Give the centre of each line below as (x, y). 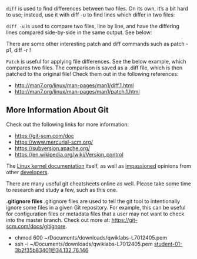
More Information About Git (57, 110)
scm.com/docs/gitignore (36, 226)
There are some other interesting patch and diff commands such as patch (95, 44)
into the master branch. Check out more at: (58, 220)
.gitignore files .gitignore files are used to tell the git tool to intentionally (93, 201)
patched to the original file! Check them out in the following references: (92, 74)
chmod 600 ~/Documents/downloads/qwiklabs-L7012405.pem (91, 237)
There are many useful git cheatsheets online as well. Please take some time (98, 183)
